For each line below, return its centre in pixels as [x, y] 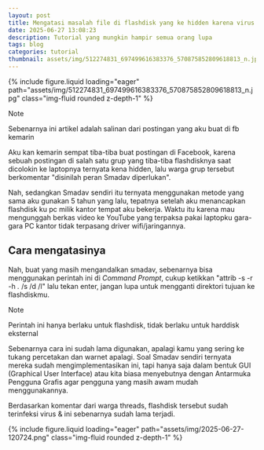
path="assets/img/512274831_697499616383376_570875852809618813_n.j [130, 90]
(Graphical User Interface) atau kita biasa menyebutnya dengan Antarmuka [130, 373]
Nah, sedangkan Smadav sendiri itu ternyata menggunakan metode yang [126, 192]
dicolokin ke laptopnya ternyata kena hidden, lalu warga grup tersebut [121, 169]
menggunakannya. [38, 390]
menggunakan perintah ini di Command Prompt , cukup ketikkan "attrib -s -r [130, 278]
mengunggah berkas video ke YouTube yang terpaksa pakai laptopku [120, 218]
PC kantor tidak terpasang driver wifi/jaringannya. [105, 225]
